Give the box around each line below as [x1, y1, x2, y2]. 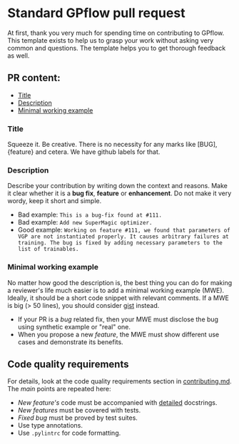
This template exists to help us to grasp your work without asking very [7, 36, 214, 44]
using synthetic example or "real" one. [17, 322, 131, 331]
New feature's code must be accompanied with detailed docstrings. [17, 398, 218, 407]
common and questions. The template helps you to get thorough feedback [7, 43, 226, 52]
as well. [7, 51, 30, 60]
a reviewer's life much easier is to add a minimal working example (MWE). [7, 286, 225, 294]
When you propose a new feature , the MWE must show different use [17, 330, 220, 339]
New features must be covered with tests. [17, 406, 141, 415]
